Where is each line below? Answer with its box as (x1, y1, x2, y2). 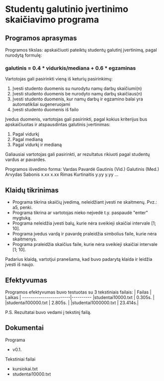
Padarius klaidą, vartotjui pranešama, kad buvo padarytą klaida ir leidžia (5, 256, 153, 262)
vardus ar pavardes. (5, 156, 46, 162)
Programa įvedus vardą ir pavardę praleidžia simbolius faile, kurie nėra (12, 231, 157, 237)
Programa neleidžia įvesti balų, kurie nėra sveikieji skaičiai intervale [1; (12, 220, 157, 227)
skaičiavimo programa (5, 14, 99, 25)
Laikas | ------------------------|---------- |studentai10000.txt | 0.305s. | (5, 294, 155, 300)
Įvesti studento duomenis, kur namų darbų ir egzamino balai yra (12, 96, 143, 102)
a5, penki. (12, 205, 33, 211)
